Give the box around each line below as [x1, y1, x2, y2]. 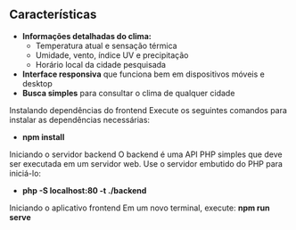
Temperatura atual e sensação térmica [35, 40, 177, 51]
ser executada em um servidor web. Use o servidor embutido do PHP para [9, 158, 284, 168]
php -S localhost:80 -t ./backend [21, 185, 147, 195]
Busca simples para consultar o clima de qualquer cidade [21, 87, 235, 98]
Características [9, 7, 97, 22]
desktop [21, 78, 53, 88]
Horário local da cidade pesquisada [35, 59, 167, 70]
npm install [21, 131, 65, 142]
